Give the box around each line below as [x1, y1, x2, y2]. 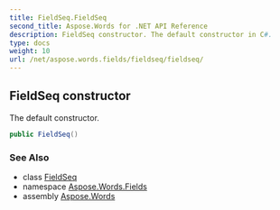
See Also [9, 151, 50, 163]
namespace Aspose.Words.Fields [22, 181, 147, 192]
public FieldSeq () [9, 130, 79, 139]
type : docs [9, 38, 51, 48]
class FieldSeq [22, 171, 78, 182]
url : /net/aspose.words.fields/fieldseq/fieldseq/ [9, 55, 204, 64]
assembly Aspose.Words [22, 190, 116, 201]
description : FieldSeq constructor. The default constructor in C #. [9, 30, 273, 39]
